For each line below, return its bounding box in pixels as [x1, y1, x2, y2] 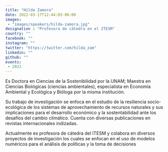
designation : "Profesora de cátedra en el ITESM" [5, 26, 115, 32]
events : [5, 59, 22, 65]
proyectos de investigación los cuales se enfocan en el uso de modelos [5, 136, 155, 142]
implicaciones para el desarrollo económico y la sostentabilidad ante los [5, 110, 156, 116]
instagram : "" [5, 41, 36, 46]
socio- [147, 99, 161, 105]
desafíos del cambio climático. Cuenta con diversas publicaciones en [5, 115, 151, 121]
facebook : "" [5, 36, 33, 41]
